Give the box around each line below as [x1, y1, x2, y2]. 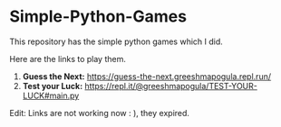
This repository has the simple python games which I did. [9, 36, 224, 47]
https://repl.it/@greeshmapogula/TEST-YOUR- [84, 80, 258, 91]
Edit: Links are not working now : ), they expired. [9, 107, 190, 118]
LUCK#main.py [22, 90, 80, 101]
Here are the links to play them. [9, 53, 127, 64]
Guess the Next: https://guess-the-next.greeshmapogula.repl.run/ [22, 70, 272, 82]
